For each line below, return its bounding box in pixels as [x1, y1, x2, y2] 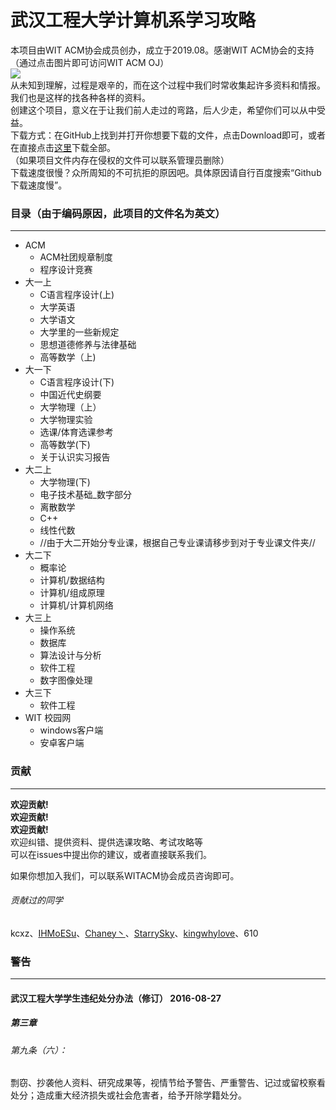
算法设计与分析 [39, 649, 102, 661]
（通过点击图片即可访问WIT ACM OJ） [10, 56, 170, 68]
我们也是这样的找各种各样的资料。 [10, 91, 151, 103]
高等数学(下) [39, 439, 91, 451]
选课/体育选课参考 [39, 426, 114, 438]
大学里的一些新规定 [39, 326, 120, 338]
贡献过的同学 [10, 894, 63, 906]
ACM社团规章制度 [39, 251, 113, 263]
